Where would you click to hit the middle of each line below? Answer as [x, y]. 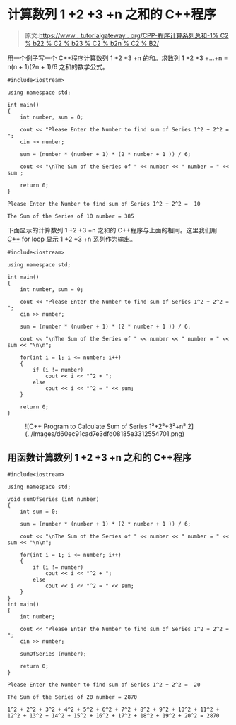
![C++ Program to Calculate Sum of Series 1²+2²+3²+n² [105, 426]
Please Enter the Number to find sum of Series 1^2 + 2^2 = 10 [104, 204]
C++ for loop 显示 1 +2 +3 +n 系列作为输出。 [72, 239]
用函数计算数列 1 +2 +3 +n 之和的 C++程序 [100, 458]
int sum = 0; [39, 512]
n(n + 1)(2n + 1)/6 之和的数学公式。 [58, 66]
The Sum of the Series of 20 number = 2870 [72, 697]
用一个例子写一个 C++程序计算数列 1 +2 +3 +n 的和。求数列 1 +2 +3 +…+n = [118, 58]
